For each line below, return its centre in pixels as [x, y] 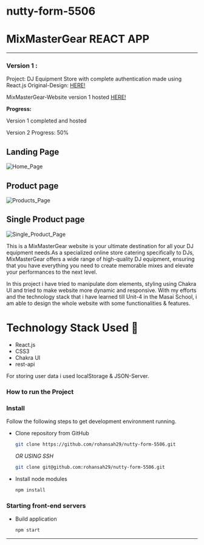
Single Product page [46, 220]
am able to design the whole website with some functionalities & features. [98, 303]
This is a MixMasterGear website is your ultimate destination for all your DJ [100, 246]
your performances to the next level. [52, 272]
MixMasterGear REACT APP [78, 39]
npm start [28, 530]
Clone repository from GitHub [52, 433]
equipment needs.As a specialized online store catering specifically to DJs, [100, 252]
